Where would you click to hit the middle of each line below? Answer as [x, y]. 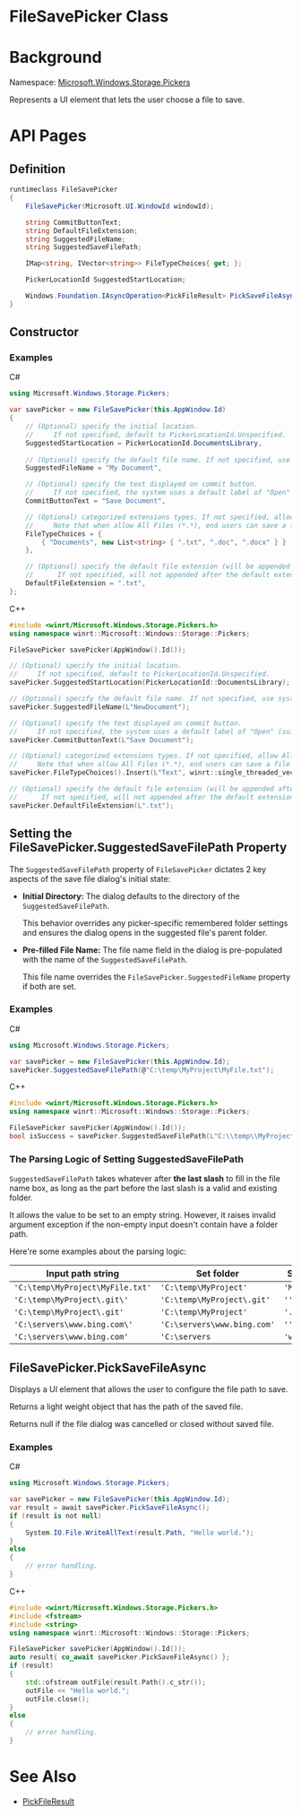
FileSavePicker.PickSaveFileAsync [108, 1367]
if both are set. [49, 986]
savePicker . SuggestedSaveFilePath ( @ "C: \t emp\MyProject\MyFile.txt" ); [142, 1070]
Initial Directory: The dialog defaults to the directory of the [131, 896]
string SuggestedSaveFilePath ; [84, 247]
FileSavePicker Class [89, 17]
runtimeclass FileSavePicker [64, 190]
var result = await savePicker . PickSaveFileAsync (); [110, 1508]
